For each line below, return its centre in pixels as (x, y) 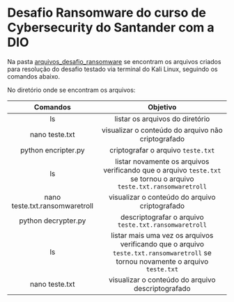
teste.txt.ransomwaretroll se (162, 253)
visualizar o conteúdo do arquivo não (162, 130)
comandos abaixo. (34, 76)
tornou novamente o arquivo (162, 261)
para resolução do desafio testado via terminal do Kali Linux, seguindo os (112, 69)
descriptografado (162, 288)
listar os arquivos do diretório (162, 118)
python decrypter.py (53, 221)
